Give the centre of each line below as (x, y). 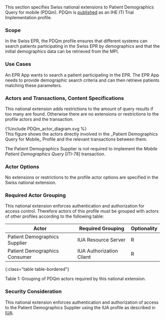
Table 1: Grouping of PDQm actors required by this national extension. (76, 279)
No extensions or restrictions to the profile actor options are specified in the (82, 177)
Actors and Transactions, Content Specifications (65, 98)
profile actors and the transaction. (39, 119)
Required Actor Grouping (36, 195)
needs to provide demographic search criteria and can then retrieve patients (82, 80)
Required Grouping (102, 229)
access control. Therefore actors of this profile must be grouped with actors (82, 211)
